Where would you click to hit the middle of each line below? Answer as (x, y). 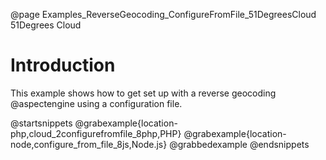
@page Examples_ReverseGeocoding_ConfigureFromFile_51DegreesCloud (163, 14)
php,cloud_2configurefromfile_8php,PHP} (96, 133)
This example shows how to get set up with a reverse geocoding (143, 93)
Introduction (63, 65)
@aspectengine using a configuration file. (96, 103)
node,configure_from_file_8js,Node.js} (89, 144)
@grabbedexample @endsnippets (239, 144)
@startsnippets (41, 123)
